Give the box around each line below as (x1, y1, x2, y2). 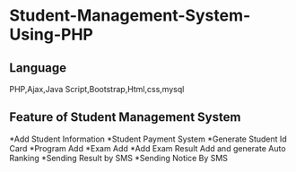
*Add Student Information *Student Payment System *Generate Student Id (9, 133, 287, 144)
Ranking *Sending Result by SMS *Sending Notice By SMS (9, 152, 229, 163)
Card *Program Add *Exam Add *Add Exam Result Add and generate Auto (9, 142, 286, 153)
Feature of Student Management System (9, 109, 241, 125)
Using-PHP (9, 24, 94, 45)
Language (9, 60, 67, 75)
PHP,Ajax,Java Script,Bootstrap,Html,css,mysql (9, 84, 185, 94)
